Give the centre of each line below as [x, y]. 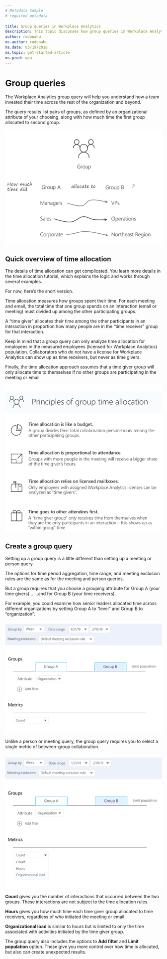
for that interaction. [25, 332]
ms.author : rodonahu [27, 42]
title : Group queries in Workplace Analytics [53, 26]
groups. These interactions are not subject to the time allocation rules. [77, 902]
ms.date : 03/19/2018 [27, 47]
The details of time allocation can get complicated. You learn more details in [83, 271]
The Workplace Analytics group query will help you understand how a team [82, 97]
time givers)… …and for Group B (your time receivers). [60, 594]
